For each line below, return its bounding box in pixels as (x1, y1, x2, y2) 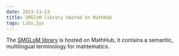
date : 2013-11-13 (6, 8, 50, 15)
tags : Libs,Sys (6, 20, 45, 26)
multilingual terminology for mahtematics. (6, 43, 110, 50)
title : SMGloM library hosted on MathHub (6, 14, 112, 20)
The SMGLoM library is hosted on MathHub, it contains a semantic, (6, 37, 174, 44)
